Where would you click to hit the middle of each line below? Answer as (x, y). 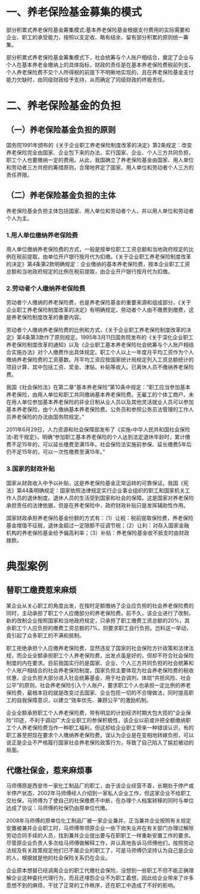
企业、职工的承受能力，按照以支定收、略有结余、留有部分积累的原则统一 (95, 37)
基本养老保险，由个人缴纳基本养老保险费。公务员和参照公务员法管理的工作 (97, 410)
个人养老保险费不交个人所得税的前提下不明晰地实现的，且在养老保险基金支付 (100, 72)
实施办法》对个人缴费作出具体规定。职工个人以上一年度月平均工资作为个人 (102, 352)
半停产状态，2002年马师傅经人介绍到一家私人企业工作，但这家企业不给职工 (99, 793)
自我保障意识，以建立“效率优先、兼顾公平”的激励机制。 (84, 700)
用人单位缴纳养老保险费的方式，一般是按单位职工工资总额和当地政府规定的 (97, 249)
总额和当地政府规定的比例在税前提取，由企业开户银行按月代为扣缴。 (90, 272)
